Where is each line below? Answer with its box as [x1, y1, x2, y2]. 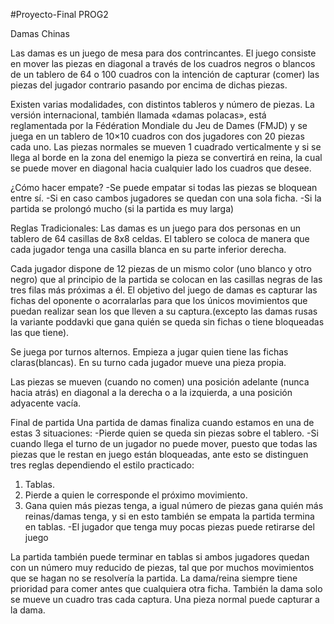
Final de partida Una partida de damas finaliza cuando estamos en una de [10, 417, 315, 428]
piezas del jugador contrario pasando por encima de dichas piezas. [10, 79, 288, 91]
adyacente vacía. [10, 397, 82, 409]
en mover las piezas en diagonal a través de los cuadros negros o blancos [10, 58, 316, 69]
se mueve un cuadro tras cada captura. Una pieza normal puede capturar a [10, 594, 320, 605]
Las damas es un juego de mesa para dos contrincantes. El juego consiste [10, 47, 317, 59]
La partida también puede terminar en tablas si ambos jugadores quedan [10, 551, 310, 563]
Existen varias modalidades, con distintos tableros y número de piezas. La [10, 99, 315, 110]
